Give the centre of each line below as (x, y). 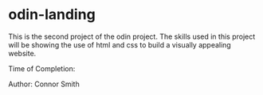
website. (22, 53)
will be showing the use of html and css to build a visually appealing (120, 44)
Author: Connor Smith (44, 84)
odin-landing (52, 15)
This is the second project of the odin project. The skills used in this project (132, 36)
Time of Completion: (42, 68)
